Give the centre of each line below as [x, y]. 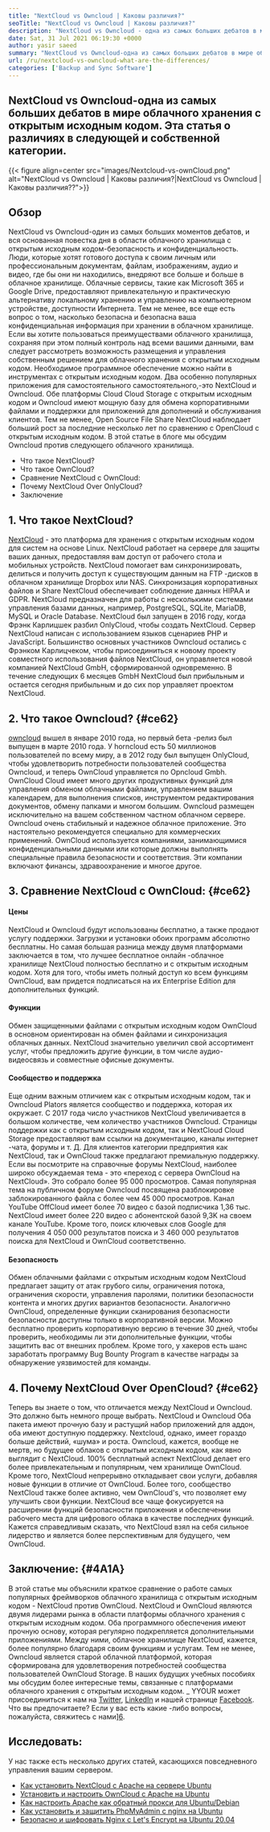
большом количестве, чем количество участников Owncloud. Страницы [133, 1121]
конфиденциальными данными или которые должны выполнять [118, 849]
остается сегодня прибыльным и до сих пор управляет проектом [121, 685]
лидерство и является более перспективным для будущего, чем [119, 1536]
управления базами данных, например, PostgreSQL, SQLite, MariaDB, [127, 608]
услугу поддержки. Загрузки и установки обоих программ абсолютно [129, 938]
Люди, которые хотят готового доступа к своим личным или [112, 257]
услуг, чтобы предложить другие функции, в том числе [103, 1051]
